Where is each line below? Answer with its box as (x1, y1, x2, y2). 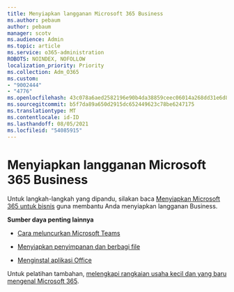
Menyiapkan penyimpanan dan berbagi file (17, 243, 141, 251)
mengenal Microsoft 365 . (7, 277, 79, 286)
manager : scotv (7, 29, 52, 37)
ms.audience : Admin (7, 36, 64, 43)
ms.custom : (7, 75, 39, 82)
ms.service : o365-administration (7, 49, 104, 56)
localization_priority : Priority (7, 62, 104, 69)
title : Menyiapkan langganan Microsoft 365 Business (7, 10, 164, 17)
